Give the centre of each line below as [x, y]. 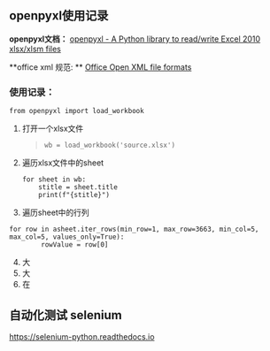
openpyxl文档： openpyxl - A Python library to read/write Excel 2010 [135, 39]
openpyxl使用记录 [59, 16]
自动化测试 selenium [66, 315]
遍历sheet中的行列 [56, 213]
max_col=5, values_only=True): [67, 237]
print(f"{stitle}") [74, 195]
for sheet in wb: [54, 179]
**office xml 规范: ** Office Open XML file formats [100, 67]
